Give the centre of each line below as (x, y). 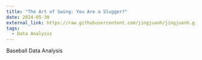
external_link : (25, 23)
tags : (13, 28)
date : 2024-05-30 (28, 17)
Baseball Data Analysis (35, 50)
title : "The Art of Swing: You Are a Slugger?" (67, 12)
